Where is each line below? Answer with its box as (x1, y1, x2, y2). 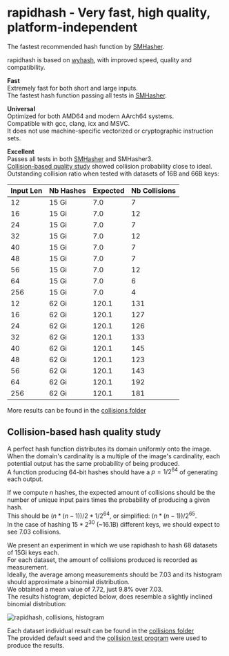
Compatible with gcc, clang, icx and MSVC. (7, 119, 130, 127)
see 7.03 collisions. (7, 527, 61, 536)
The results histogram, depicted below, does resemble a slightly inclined (7, 592, 212, 601)
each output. (7, 475, 43, 483)
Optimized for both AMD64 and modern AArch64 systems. (7, 112, 175, 120)
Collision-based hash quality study (7, 427, 161, 438)
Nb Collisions (130, 185, 177, 195)
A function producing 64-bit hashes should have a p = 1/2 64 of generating (7, 467, 219, 476)
